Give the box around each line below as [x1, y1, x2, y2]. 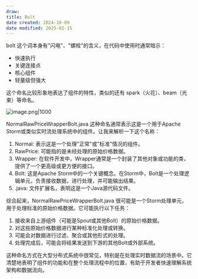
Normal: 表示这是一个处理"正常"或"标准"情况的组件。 [14, 140, 143, 147]
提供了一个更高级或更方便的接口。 [14, 163, 98, 170]
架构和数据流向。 [6, 267, 48, 274]
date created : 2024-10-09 [6, 19, 70, 25]
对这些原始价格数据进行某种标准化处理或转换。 [14, 225, 128, 232]
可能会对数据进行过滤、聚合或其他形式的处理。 [14, 232, 128, 239]
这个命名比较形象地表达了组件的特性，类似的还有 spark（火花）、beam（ [6, 89, 183, 96]
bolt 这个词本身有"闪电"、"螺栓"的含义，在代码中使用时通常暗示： [6, 42, 166, 49]
